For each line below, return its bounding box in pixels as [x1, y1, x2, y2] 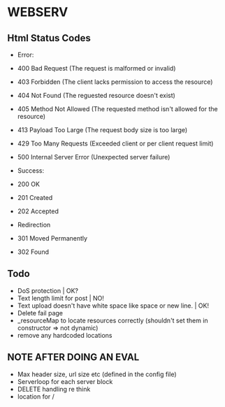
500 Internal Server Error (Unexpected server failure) [17, 153, 170, 161]
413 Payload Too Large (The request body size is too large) [17, 126, 188, 134]
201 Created [17, 194, 53, 201]
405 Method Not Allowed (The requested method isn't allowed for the [17, 105, 218, 113]
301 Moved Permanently [17, 234, 88, 242]
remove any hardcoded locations [17, 331, 113, 339]
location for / [17, 392, 55, 401]
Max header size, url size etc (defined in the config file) [17, 370, 177, 378]
